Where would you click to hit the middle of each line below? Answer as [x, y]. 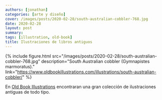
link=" [11, 72]
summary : [14, 33]
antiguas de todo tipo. [28, 92]
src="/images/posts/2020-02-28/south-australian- [104, 56]
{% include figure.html [28, 56]
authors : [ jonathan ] [27, 10]
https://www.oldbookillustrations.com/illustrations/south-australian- [87, 72]
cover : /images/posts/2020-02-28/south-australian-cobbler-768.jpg [77, 19]
